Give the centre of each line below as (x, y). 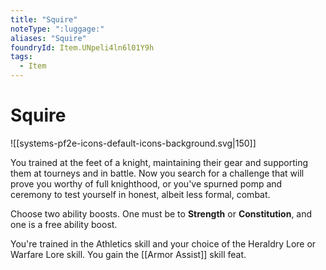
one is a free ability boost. (64, 224)
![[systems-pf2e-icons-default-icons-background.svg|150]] (133, 143)
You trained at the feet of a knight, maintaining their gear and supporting (159, 162)
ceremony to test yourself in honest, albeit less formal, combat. (140, 194)
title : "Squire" (44, 19)
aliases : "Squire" (48, 38)
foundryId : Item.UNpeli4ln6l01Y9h (82, 47)
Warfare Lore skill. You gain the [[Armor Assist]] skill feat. (128, 254)
